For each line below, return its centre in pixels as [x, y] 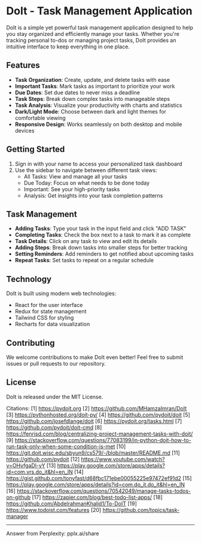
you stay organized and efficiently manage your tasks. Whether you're [93, 33]
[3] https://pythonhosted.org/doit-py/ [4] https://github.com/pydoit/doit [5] [98, 415]
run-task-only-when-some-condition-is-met [61, 446]
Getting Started [36, 150]
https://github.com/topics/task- [141, 510]
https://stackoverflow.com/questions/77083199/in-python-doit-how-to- [103, 440]
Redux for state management [51, 311]
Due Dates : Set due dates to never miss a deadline [77, 92]
